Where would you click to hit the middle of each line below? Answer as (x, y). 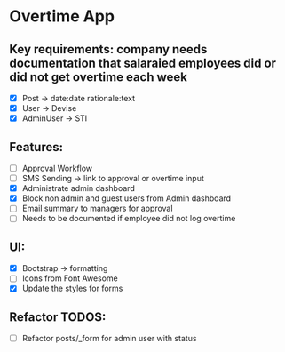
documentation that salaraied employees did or (143, 63)
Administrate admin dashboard (78, 188)
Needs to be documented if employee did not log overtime (129, 219)
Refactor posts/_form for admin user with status (109, 339)
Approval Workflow (57, 168)
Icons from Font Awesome (70, 278)
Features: (36, 147)
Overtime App (62, 16)
